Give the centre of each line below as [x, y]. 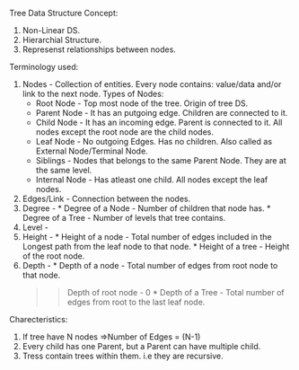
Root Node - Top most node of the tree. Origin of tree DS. [142, 103]
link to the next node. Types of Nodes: [93, 94]
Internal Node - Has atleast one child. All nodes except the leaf [152, 180]
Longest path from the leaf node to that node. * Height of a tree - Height [156, 247]
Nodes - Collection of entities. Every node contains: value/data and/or [152, 84]
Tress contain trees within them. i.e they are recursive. [123, 356]
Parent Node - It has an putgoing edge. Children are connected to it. [162, 113]
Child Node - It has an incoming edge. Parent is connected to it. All [159, 122]
